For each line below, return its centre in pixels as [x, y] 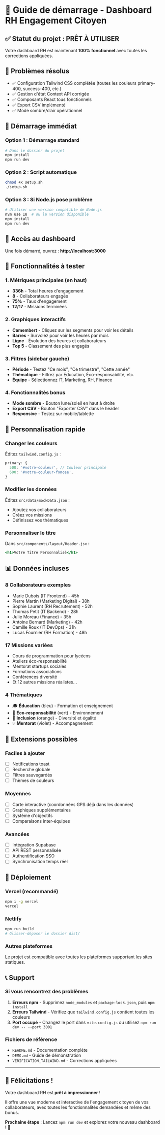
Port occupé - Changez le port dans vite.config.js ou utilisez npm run [84, 1022]
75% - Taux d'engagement [40, 301]
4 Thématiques [24, 695]
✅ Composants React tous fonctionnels [52, 99]
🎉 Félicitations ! [29, 1081]
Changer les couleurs [31, 443]
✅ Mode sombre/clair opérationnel [47, 110]
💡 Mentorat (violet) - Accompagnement [53, 723]
